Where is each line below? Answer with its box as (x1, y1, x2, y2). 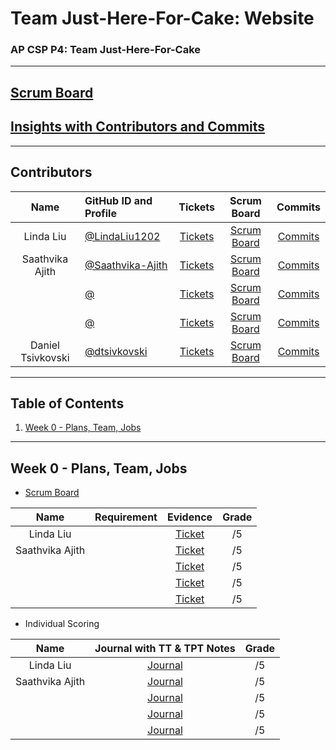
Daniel (29, 338, 60, 352)
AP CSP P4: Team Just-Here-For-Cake (10, 43, 202, 57)
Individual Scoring (24, 618, 100, 630)
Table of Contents (10, 395, 125, 412)
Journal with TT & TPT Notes (94, 642, 236, 656)
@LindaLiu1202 (84, 229, 161, 243)
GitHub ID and (84, 193, 153, 207)
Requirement (94, 510, 158, 524)
